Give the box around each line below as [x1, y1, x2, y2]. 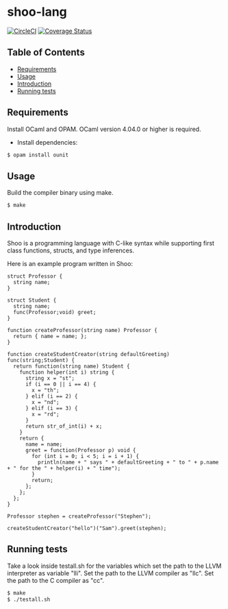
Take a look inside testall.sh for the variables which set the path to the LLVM [7, 562, 222, 570]
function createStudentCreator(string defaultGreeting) [7, 350, 170, 357]
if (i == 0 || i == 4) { [25, 381, 97, 387]
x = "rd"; [31, 411, 60, 418]
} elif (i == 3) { [25, 405, 78, 411]
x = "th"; [31, 387, 60, 394]
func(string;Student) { [7, 357, 75, 363]
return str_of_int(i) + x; [25, 422, 103, 429]
